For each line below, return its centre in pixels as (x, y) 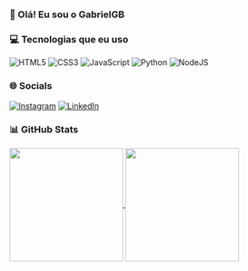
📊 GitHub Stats (44, 130)
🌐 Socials (31, 86)
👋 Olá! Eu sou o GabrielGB (67, 15)
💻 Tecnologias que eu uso (69, 39)
